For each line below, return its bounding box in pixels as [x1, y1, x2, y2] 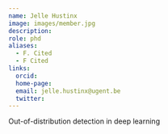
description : [8, 27, 52, 35]
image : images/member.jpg [8, 19, 95, 27]
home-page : [15, 79, 52, 87]
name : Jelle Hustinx [8, 11, 78, 20]
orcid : [15, 72, 38, 80]
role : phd [8, 34, 42, 43]
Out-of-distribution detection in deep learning [8, 116, 160, 126]
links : [8, 65, 31, 73]
